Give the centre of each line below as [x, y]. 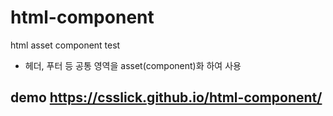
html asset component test [65, 45]
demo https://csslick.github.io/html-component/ [166, 97]
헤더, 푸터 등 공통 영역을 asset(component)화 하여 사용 [133, 65]
